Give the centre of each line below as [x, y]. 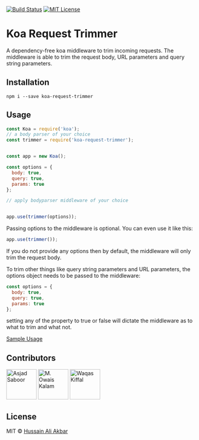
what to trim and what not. [39, 327]
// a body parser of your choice [48, 134]
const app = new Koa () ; [36, 156]
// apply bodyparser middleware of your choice [67, 201]
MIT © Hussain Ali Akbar [37, 431]
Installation [28, 83]
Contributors [31, 358]
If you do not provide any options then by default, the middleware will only [99, 251]
